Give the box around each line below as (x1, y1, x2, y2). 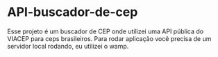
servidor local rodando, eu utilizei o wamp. (7, 42, 129, 50)
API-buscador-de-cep (7, 4, 138, 20)
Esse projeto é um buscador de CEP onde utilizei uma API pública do (7, 27, 203, 35)
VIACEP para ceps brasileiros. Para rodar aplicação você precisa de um (7, 34, 212, 42)
